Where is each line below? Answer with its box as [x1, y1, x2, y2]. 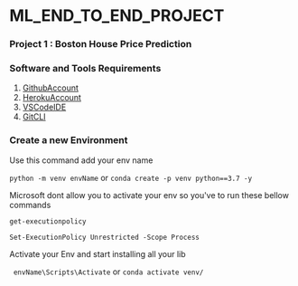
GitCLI [22, 111, 47, 122]
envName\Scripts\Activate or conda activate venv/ [13, 266, 204, 277]
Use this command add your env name [9, 155, 154, 166]
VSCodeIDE [22, 101, 67, 113]
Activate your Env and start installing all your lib [9, 248, 187, 259]
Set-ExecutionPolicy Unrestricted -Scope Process [9, 233, 200, 242]
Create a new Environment [9, 134, 128, 147]
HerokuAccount [22, 92, 81, 103]
